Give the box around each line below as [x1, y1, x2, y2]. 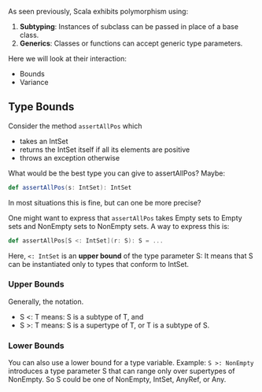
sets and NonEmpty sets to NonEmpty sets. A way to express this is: [8, 221, 230, 231]
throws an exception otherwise [19, 153, 120, 162]
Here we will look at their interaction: [8, 54, 127, 63]
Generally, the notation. [8, 297, 84, 306]
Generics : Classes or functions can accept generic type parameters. [19, 39, 243, 48]
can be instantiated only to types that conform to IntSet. [8, 259, 190, 268]
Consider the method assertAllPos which [8, 121, 143, 131]
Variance [19, 78, 49, 87]
